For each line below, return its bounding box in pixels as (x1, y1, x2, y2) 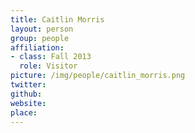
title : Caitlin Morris (10, 14, 105, 25)
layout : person (10, 24, 74, 34)
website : (10, 98, 47, 108)
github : (10, 89, 43, 99)
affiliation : (10, 42, 65, 53)
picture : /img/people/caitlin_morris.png (10, 71, 186, 81)
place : (10, 107, 38, 118)
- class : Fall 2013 (10, 52, 92, 62)
